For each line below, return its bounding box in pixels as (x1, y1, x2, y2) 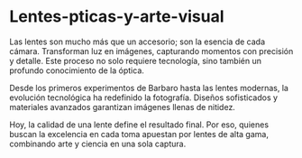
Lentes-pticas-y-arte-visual (9, 6, 224, 27)
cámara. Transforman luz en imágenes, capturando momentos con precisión (9, 45, 294, 56)
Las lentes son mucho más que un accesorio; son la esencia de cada (9, 36, 266, 47)
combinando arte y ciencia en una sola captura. (9, 138, 187, 149)
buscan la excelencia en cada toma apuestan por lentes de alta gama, (9, 128, 269, 139)
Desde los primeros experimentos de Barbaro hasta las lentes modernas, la (9, 82, 288, 93)
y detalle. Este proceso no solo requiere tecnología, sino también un (9, 55, 261, 66)
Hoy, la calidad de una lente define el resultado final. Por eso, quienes (9, 119, 269, 130)
